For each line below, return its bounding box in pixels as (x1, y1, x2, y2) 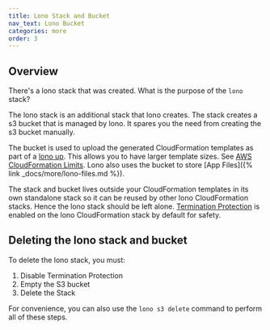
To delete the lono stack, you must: (8, 255, 125, 264)
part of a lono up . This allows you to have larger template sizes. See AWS (8, 151, 252, 162)
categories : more (8, 27, 67, 35)
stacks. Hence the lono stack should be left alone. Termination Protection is (8, 201, 260, 211)
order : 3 (8, 34, 38, 43)
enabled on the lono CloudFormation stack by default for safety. (8, 210, 221, 220)
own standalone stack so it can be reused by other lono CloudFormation (8, 193, 249, 203)
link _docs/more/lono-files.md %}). (8, 169, 125, 179)
